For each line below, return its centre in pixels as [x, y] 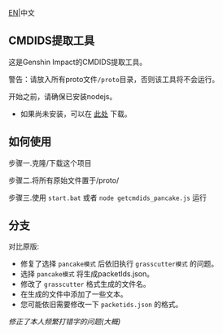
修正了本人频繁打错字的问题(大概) [65, 322]
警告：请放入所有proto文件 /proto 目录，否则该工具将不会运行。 [114, 79]
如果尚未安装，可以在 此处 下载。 [76, 114]
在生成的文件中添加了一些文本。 [74, 294]
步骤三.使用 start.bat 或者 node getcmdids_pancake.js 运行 [108, 197]
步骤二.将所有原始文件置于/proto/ [64, 180]
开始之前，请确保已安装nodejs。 [63, 96]
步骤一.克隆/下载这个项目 [50, 163]
